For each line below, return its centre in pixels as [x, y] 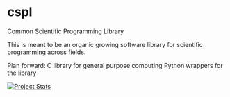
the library [22, 73]
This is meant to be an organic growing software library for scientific [105, 44]
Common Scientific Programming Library [66, 31]
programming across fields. [47, 52]
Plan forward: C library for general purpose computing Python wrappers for [115, 65]
